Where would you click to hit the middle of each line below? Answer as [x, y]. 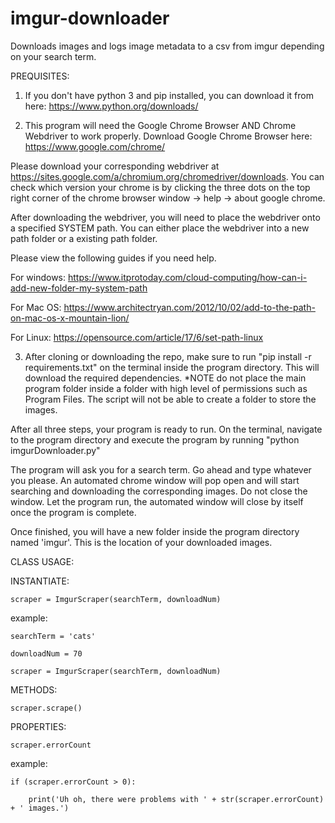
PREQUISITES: [40, 76]
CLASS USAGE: [42, 561]
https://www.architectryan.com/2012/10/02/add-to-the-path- [189, 307]
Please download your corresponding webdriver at [115, 166]
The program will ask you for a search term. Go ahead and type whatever [161, 469]
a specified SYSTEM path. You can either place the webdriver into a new [160, 228]
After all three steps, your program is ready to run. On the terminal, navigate [166, 429]
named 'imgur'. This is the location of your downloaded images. [141, 542]
